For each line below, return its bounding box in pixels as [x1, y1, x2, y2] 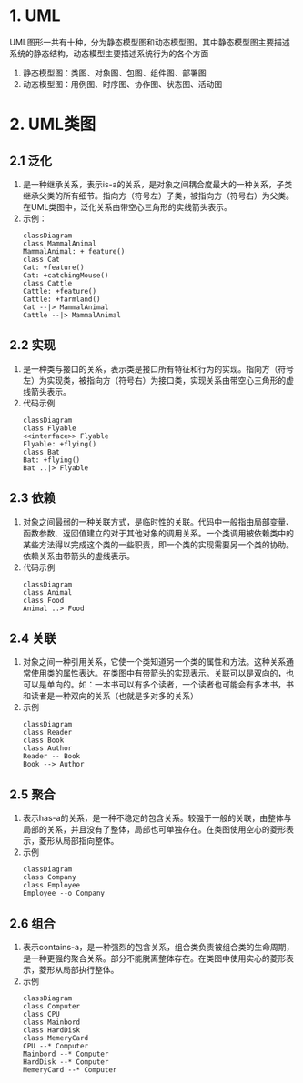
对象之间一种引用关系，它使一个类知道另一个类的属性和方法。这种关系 [22, 657, 287, 667]
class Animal [22, 587, 73, 597]
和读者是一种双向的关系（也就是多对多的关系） [22, 690, 198, 701]
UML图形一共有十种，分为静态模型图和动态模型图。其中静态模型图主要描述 [9, 36, 290, 47]
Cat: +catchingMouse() [22, 270, 109, 280]
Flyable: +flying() [22, 439, 97, 448]
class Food [22, 596, 65, 605]
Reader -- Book [22, 752, 81, 761]
